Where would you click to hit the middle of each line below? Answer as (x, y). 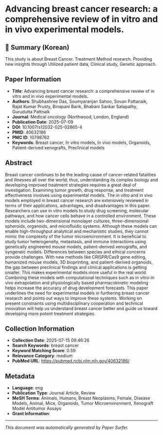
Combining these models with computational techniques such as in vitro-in (80, 278)
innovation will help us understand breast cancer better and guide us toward (81, 308)
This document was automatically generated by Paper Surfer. (67, 428)
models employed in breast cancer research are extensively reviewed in (77, 200)
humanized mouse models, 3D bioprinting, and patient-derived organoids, (79, 262)
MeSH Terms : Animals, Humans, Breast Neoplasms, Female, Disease (81, 398)
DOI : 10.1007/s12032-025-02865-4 (47, 127)
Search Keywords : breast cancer (45, 345)
